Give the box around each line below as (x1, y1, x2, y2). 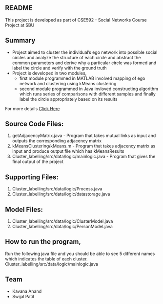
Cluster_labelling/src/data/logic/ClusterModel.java (12, 218, 113, 224)
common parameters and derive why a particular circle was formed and (12, 60, 157, 66)
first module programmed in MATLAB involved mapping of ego (19, 75, 145, 81)
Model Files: (5, 205, 43, 213)
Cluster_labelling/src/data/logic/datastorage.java (12, 191, 110, 197)
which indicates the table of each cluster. (5, 256, 88, 261)
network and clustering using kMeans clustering (19, 80, 117, 86)
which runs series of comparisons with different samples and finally (19, 91, 156, 97)
